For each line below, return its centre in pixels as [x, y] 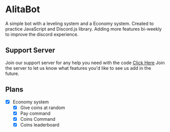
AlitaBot [23, 9]
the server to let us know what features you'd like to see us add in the [78, 68]
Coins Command [38, 119]
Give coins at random [42, 108]
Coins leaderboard [40, 125]
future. [12, 73]
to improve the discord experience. [42, 34]
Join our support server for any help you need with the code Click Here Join [85, 63]
